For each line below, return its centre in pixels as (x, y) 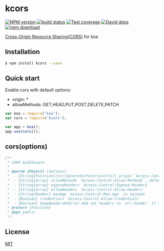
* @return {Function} (29, 208)
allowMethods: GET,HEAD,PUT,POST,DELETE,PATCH (65, 105)
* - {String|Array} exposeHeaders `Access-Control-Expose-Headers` (78, 185)
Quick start (22, 78)
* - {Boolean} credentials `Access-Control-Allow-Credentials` (74, 199)
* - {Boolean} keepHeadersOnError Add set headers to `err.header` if (82, 203)
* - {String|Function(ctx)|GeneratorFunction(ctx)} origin (70, 176)
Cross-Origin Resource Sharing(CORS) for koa (52, 37)
